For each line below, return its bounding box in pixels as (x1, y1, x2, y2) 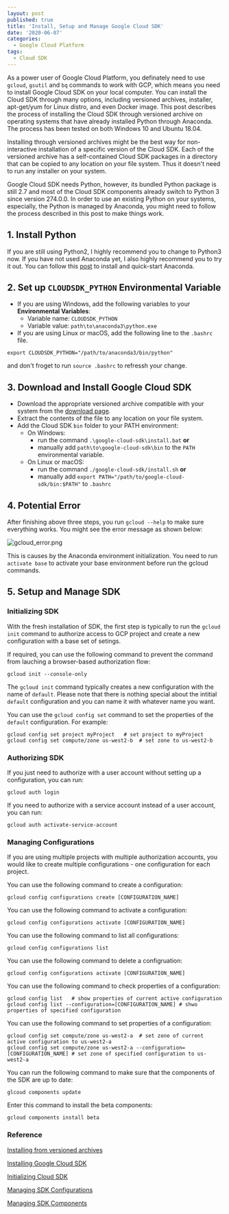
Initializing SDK (7, 607, 60, 616)
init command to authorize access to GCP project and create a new (7, 629, 200, 638)
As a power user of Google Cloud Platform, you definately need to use (7, 73, 206, 82)
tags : (7, 49, 23, 56)
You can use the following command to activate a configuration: (7, 906, 187, 914)
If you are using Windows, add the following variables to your (16, 300, 191, 308)
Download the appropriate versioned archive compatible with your (16, 400, 204, 408)
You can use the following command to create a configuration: (7, 881, 183, 889)
